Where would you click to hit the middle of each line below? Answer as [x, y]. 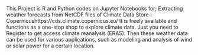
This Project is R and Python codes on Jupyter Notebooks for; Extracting [95, 8]
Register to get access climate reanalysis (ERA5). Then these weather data [97, 33]
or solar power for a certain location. [51, 46]
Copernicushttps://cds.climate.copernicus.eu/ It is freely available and [92, 21]
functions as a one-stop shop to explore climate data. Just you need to [92, 27]
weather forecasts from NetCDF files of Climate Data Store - [79, 15]
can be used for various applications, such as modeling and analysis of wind [99, 39]
